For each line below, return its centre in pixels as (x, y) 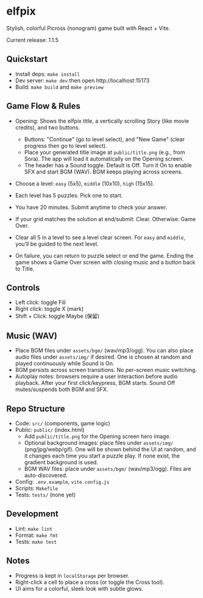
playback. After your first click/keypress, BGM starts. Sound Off (95, 383)
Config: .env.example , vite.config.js (62, 482)
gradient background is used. (61, 462)
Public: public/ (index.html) (50, 430)
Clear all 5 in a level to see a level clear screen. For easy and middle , (100, 237)
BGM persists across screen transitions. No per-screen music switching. (106, 370)
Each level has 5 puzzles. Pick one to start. (69, 195)
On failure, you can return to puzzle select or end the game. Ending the (104, 255)
